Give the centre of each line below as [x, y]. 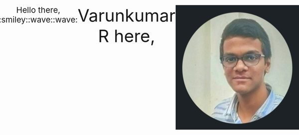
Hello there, [38, 10]
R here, [127, 36]
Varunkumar [127, 15]
